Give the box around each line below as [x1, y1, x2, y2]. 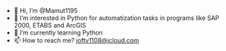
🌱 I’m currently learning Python [13, 28, 103, 37]
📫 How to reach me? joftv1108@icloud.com [13, 37, 139, 44]
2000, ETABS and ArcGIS [13, 21, 86, 29]
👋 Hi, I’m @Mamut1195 [13, 7, 78, 14]
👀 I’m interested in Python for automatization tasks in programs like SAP [13, 14, 220, 22]
